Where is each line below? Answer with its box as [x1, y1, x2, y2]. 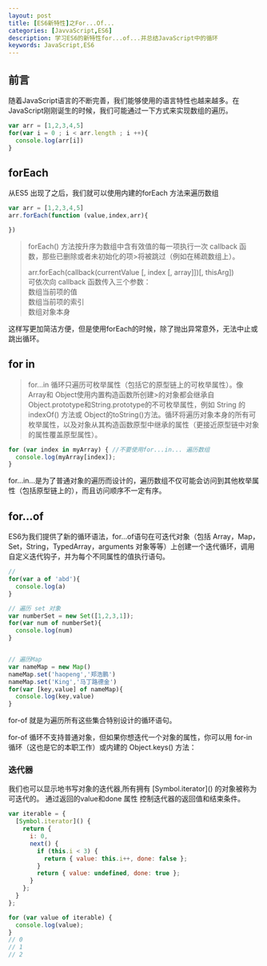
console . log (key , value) [15, 693, 94, 701]
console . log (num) [15, 626, 74, 635]
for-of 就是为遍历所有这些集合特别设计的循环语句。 [8, 716, 177, 725]
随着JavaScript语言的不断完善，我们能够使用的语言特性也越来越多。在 [8, 95, 240, 105]
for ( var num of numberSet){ [8, 619, 102, 627]
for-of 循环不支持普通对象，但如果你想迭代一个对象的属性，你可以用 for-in [8, 733, 253, 742]
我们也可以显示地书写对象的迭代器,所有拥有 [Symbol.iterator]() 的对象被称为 [8, 784, 257, 793]
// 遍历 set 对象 [8, 604, 62, 612]
